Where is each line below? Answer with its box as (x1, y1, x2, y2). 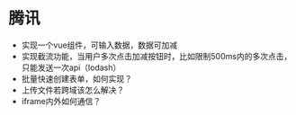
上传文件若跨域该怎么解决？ (21, 84, 125, 95)
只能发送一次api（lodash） (21, 62, 121, 73)
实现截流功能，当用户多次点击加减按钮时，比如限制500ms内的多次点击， (21, 50, 292, 61)
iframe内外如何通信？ (21, 95, 101, 106)
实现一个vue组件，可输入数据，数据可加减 (21, 40, 178, 50)
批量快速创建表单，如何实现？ (21, 73, 132, 84)
